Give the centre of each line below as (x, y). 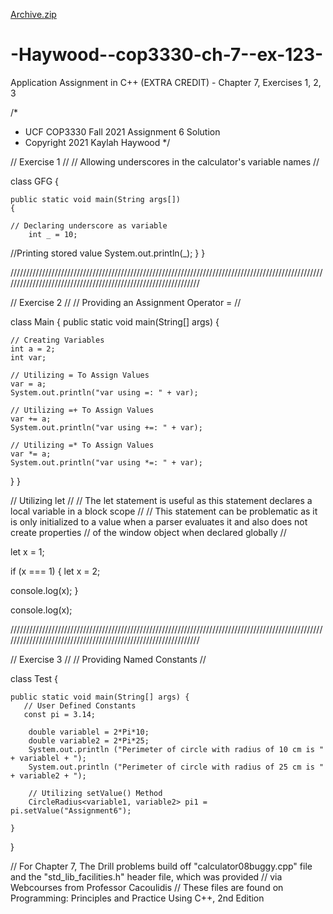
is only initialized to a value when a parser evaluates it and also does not (159, 521)
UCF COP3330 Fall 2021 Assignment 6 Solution (122, 131)
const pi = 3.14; (60, 714)
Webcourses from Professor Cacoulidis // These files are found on (147, 887)
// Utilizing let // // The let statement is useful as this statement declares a (161, 500)
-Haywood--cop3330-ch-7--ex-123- (167, 55)
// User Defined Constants (80, 705)
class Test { (34, 678)
